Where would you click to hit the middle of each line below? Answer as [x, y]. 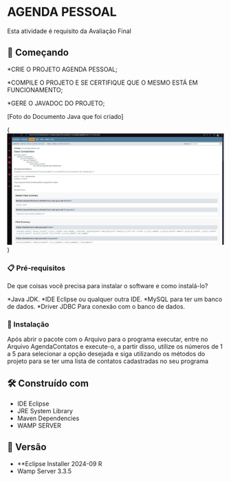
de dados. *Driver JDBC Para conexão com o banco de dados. [96, 306]
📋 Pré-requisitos [36, 268]
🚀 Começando [38, 53]
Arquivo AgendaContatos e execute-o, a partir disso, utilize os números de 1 [115, 346]
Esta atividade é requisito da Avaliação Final [69, 31]
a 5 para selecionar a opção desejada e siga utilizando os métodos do [106, 353]
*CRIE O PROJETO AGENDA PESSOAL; [63, 69]
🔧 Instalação [28, 324]
